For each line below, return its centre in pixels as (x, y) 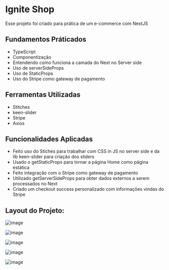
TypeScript (24, 51)
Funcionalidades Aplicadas (49, 139)
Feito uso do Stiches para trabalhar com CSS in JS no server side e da (86, 152)
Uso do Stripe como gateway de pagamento (59, 79)
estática (21, 168)
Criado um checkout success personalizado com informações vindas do (88, 189)
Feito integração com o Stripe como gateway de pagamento (75, 173)
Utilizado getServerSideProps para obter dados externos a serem (81, 178)
